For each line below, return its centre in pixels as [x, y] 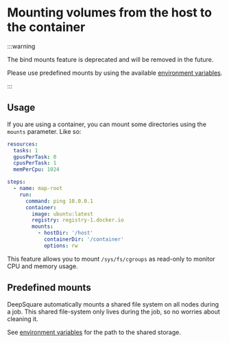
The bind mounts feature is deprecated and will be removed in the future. [110, 59]
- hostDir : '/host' [65, 233]
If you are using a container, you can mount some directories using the [107, 124]
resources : [23, 144]
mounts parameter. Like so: [44, 131]
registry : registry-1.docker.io [78, 220]
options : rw [61, 246]
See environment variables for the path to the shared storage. [94, 332]
